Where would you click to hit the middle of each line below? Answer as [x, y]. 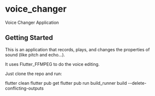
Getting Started [29, 38]
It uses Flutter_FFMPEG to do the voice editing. [52, 64]
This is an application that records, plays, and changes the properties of [77, 49]
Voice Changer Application [32, 22]
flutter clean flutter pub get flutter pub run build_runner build [66, 83]
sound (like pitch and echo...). [35, 55]
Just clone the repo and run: [33, 74]
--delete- [137, 83]
